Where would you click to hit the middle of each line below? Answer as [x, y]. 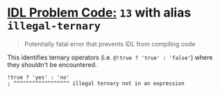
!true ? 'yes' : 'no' [39, 77]
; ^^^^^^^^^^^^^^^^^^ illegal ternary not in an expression [96, 83]
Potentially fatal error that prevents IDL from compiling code [110, 44]
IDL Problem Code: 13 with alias [99, 13]
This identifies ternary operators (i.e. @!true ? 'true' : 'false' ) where [110, 57]
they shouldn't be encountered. [52, 64]
